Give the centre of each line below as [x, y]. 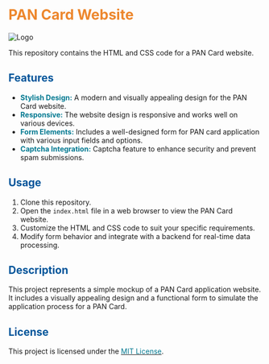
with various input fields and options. [81, 140]
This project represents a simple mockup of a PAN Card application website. [135, 290]
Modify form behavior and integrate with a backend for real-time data [135, 236]
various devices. [47, 123]
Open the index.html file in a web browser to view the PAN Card [126, 210]
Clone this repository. [56, 202]
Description [38, 270]
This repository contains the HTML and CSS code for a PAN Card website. [131, 52]
